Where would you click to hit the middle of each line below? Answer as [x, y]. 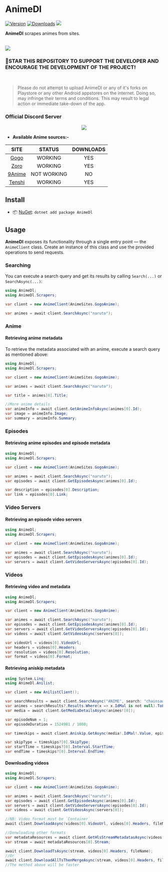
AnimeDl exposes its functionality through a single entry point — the [76, 242]
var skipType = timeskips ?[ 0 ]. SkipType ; [48, 742]
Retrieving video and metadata [38, 587]
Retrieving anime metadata [34, 338]
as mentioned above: [27, 355]
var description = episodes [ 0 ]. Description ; [52, 490]
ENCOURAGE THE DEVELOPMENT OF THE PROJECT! [70, 67]
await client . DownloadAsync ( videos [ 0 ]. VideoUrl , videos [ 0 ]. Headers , [78, 824]
